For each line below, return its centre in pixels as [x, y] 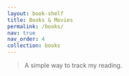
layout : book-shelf [36, 13]
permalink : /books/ [36, 26]
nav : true [22, 33]
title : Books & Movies [40, 20]
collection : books [34, 46]
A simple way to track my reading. [73, 65]
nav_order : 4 [26, 39]
